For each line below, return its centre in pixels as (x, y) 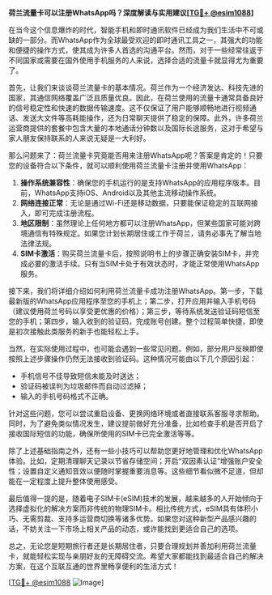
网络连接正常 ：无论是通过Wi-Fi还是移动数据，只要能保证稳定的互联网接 (139, 203)
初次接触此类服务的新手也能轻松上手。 (79, 331)
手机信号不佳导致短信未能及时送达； (81, 376)
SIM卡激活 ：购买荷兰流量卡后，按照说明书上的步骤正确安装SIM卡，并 (136, 253)
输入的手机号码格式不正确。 (66, 396)
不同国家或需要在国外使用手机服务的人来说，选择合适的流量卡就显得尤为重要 (136, 60)
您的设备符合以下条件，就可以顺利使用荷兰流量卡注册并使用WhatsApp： (129, 166)
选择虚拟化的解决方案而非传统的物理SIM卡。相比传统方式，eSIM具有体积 (130, 508)
